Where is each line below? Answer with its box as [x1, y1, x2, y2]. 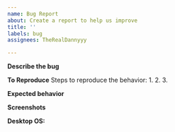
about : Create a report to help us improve [7, 17, 138, 24]
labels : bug [7, 30, 43, 37]
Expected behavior [7, 90, 64, 98]
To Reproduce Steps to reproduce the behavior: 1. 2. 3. [7, 76, 168, 85]
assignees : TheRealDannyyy [7, 37, 87, 44]
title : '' [7, 23, 37, 30]
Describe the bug [7, 62, 60, 71]
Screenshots [7, 103, 46, 112]
